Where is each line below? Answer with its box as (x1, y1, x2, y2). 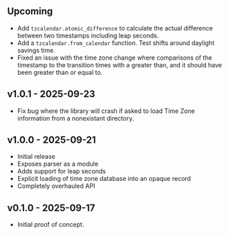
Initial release (17, 153, 55, 161)
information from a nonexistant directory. (17, 114, 134, 122)
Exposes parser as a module (17, 159, 99, 168)
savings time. (17, 46, 55, 54)
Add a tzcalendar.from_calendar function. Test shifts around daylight (17, 38, 214, 47)
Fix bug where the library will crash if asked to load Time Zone (17, 107, 195, 115)
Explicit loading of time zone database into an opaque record (17, 175, 192, 183)
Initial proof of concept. (17, 220, 84, 229)
